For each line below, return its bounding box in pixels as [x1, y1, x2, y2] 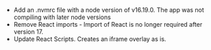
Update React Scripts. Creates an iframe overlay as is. [13, 35, 166, 43]
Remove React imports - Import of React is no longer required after [13, 21, 203, 28]
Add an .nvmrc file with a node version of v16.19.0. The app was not [13, 6, 204, 14]
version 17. [13, 27, 44, 36]
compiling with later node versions [13, 13, 111, 21]
